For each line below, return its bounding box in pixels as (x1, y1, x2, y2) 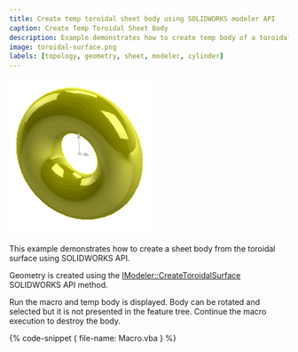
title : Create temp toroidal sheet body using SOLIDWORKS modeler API (9, 14, 276, 23)
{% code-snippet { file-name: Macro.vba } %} (9, 333, 177, 344)
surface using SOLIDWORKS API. (9, 253, 130, 264)
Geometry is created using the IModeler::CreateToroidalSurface (9, 270, 241, 281)
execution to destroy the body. (9, 316, 122, 326)
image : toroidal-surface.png (9, 43, 117, 52)
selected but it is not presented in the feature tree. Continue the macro (9, 307, 267, 317)
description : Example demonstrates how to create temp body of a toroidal (9, 33, 292, 42)
